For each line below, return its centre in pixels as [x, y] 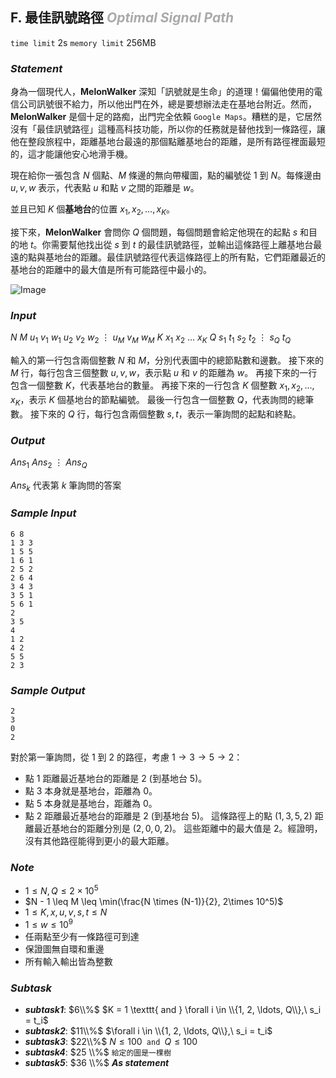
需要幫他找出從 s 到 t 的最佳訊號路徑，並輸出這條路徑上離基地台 [182, 244]
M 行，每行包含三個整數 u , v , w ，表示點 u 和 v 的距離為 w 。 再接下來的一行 [164, 372]
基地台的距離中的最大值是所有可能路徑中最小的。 [111, 269]
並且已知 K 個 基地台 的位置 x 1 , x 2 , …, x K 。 [93, 210]
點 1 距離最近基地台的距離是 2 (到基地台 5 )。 [116, 779]
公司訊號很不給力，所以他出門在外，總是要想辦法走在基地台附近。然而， [167, 104]
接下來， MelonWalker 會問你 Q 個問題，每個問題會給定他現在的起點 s [154, 232]
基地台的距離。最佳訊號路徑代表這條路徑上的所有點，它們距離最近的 [185, 257]
